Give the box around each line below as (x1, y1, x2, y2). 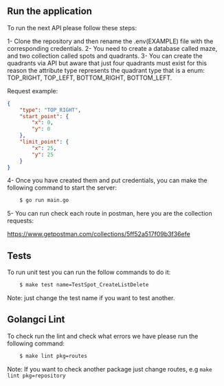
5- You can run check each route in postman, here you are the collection (7, 209, 212, 218)
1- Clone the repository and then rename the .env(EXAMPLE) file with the (7, 37, 214, 45)
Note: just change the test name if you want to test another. (7, 294, 175, 302)
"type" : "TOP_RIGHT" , (19, 106, 81, 113)
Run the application (7, 5, 93, 17)
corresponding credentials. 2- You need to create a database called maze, (7, 44, 218, 52)
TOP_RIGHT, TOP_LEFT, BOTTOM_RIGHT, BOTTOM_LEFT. (7, 73, 172, 82)
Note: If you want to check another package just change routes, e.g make (7, 365, 212, 373)
